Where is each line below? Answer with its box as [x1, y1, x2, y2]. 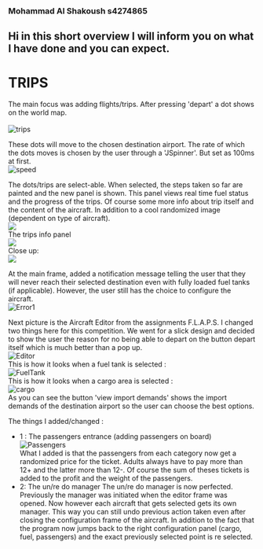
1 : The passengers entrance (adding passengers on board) [19, 432, 212, 441]
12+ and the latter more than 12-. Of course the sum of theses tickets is [19, 466, 250, 475]
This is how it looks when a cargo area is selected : [8, 376, 174, 386]
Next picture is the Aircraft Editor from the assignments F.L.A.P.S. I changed [8, 318, 254, 327]
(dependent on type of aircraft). [8, 214, 111, 223]
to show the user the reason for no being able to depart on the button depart [8, 334, 256, 344]
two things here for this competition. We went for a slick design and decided [8, 326, 255, 336]
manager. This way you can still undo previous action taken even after [19, 507, 246, 517]
